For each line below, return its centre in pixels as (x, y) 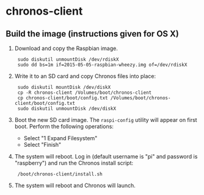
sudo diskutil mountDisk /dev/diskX (64, 87)
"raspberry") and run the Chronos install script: (74, 163)
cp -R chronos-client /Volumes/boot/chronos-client (85, 93)
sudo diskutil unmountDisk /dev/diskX (67, 108)
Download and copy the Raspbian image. (66, 48)
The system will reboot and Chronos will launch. (75, 185)
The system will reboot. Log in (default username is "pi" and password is (106, 156)
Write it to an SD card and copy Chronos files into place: (85, 76)
